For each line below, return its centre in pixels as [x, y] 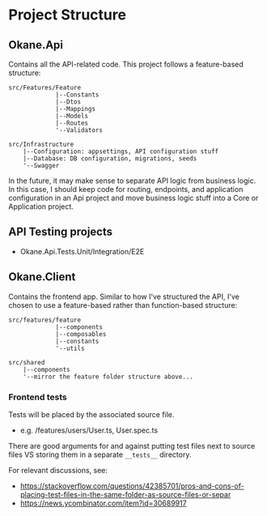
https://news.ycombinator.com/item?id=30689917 [104, 503]
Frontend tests [38, 397]
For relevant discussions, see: [58, 470]
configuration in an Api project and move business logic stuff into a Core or [133, 198]
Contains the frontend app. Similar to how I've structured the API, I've [124, 296]
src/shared [27, 362]
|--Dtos [68, 102]
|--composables [81, 334]
